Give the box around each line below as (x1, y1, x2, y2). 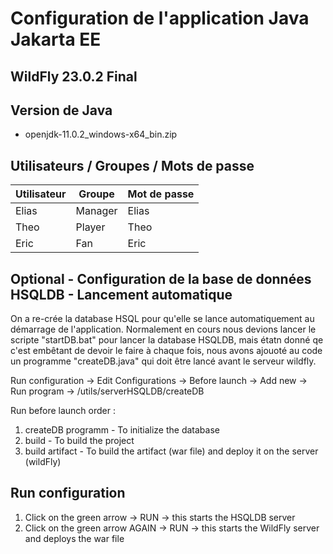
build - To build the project (24, 435, 135, 447)
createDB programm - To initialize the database (24, 424, 220, 436)
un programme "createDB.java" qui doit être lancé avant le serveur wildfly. (10, 355, 317, 367)
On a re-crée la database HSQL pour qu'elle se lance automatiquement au (10, 313, 315, 325)
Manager (75, 204, 118, 218)
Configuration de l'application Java (10, 7, 310, 30)
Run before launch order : (10, 405, 116, 417)
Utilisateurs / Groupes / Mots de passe (10, 157, 255, 174)
